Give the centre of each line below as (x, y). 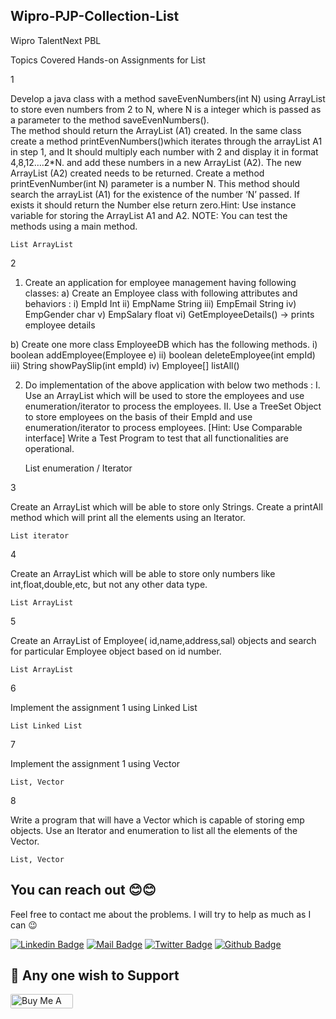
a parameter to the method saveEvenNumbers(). (110, 120)
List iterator (40, 535)
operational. (49, 448)
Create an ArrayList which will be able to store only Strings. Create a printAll (166, 506)
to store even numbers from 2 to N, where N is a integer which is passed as (166, 109)
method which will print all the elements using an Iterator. (128, 517)
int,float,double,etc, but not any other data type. (109, 584)
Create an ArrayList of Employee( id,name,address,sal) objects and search (163, 640)
